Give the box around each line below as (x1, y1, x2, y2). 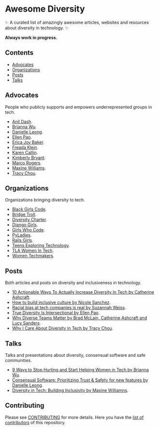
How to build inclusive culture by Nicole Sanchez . (12, 299, 111, 305)
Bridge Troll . (12, 212, 37, 217)
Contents (5, 49, 34, 57)
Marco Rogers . (12, 160, 42, 165)
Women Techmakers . (12, 253, 55, 259)
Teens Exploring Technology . (12, 243, 70, 248)
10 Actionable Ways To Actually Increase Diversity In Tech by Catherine (12, 289, 155, 295)
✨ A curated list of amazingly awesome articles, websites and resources (5, 19, 149, 25)
